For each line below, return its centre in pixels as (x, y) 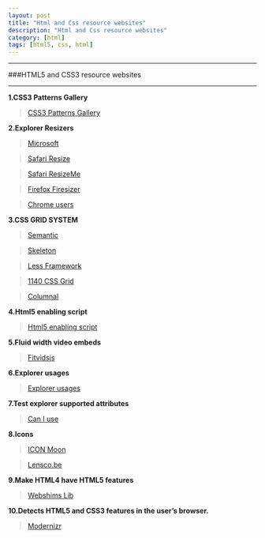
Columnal (43, 296)
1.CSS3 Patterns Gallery (48, 98)
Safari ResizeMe (54, 174)
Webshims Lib (50, 495)
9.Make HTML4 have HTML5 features (71, 480)
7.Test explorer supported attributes (69, 404)
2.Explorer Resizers (41, 128)
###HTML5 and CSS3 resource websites (75, 75)
